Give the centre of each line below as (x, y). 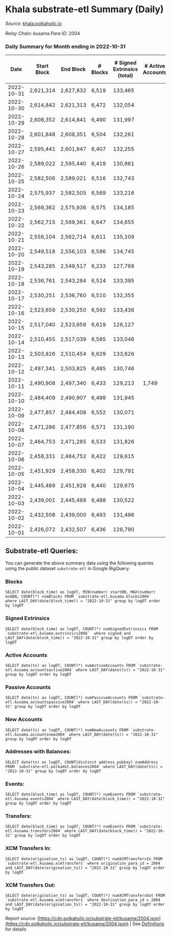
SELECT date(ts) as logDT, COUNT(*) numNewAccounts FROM (67, 730)
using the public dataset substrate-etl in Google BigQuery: (68, 569)
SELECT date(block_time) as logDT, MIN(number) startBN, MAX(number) (81, 592)
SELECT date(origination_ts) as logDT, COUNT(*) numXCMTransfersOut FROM (85, 896)
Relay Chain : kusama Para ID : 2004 (43, 33)
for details (16, 929)
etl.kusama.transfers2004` (34, 831)
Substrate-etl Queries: (42, 551)
